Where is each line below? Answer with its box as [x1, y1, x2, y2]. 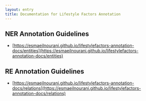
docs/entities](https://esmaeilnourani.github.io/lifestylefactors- [12, 48, 139, 54]
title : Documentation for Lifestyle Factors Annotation [5, 12, 121, 17]
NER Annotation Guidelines [5, 30, 89, 38]
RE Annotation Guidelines [5, 67, 84, 76]
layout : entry [5, 7, 34, 12]
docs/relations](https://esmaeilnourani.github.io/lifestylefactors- [12, 85, 141, 91]
